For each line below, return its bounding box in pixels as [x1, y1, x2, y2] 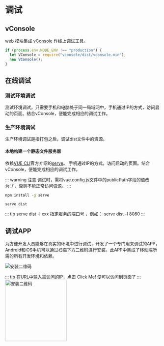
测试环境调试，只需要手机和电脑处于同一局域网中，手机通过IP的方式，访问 [5, 104, 156, 111]
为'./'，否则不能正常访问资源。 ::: [5, 183, 71, 189]
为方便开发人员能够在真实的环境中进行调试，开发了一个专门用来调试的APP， [5, 241, 160, 247]
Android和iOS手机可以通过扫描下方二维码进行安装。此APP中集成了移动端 [5, 247, 153, 253]
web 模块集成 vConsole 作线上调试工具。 [5, 38, 88, 44]
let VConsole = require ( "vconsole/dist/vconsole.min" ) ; [9, 52, 126, 57]
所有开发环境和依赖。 [13, 253, 57, 259]
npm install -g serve [5, 193, 50, 198]
